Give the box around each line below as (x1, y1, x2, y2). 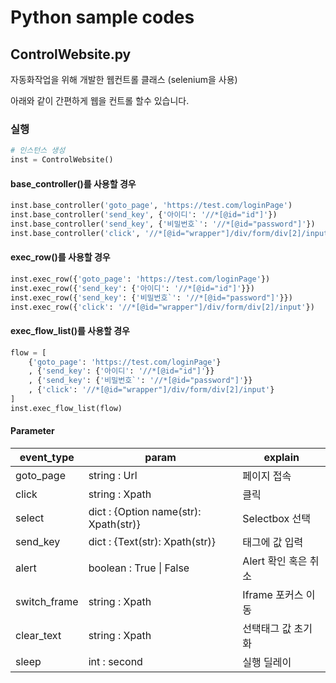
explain (263, 450, 300, 464)
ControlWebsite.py (10, 46, 132, 63)
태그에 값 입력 (242, 535, 304, 549)
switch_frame (15, 594, 79, 608)
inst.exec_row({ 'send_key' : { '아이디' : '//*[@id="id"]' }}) (10, 283, 255, 293)
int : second (88, 654, 143, 668)
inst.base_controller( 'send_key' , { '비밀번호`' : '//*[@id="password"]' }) (10, 219, 316, 229)
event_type (19, 450, 75, 464)
